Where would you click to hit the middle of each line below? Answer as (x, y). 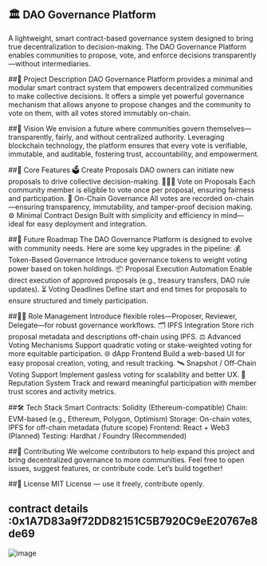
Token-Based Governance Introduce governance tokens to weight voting (128, 259)
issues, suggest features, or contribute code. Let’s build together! (116, 468)
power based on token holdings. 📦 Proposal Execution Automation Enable (130, 268)
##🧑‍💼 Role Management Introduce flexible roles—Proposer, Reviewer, (123, 316)
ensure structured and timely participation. (79, 300)
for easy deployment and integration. (86, 224)
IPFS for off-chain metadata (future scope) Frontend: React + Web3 (119, 427)
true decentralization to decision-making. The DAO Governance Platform (128, 46)
